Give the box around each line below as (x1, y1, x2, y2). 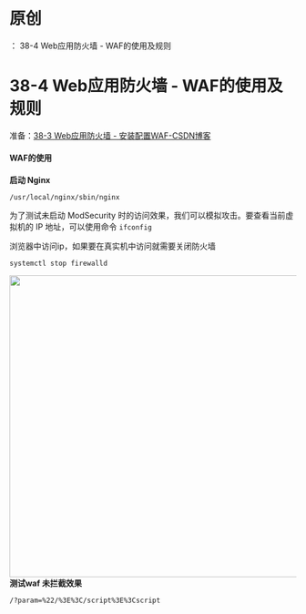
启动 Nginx (9, 175, 51, 186)
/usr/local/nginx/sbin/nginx (9, 193, 120, 202)
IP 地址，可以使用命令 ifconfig (35, 221, 152, 232)
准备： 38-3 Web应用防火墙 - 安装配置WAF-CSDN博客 (9, 129, 211, 141)
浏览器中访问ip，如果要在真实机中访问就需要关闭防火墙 (9, 240, 216, 251)
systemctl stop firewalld (9, 259, 107, 269)
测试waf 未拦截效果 (9, 578, 82, 588)
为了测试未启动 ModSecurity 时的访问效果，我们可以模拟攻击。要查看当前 (9, 210, 286, 221)
